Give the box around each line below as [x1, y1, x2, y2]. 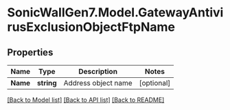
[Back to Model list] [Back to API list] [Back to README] [7, 96, 165, 104]
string [36, 79, 57, 87]
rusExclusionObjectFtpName [7, 19, 176, 35]
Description [78, 67, 118, 76]
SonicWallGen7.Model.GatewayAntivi [7, 5, 224, 20]
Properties [7, 46, 54, 58]
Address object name [63, 79, 133, 87]
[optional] [139, 79, 171, 87]
